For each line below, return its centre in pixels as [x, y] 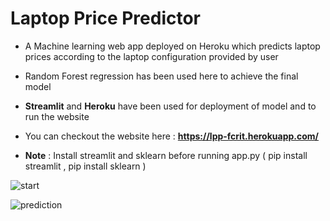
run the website [57, 116]
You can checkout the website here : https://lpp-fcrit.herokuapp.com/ [172, 136]
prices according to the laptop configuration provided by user [151, 56]
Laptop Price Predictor [106, 18]
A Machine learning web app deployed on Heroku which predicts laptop [172, 46]
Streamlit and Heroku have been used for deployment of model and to [170, 106]
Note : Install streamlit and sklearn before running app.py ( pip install [166, 155]
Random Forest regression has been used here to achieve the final [161, 76]
